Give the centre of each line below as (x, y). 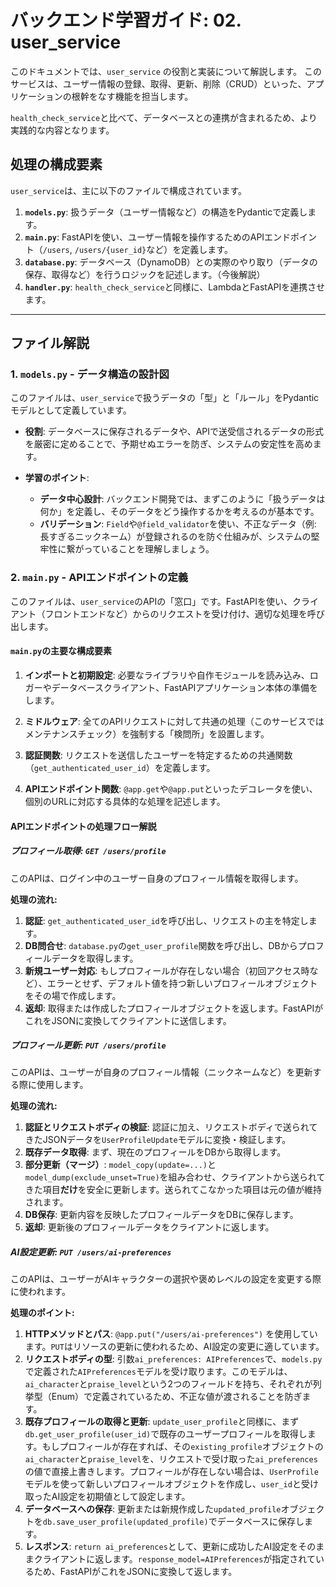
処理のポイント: (42, 1313)
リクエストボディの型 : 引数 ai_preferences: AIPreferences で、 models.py (173, 1359)
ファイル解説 (50, 343)
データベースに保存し (260, 1522)
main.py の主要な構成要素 (61, 651)
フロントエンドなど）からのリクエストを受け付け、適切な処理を (176, 613)
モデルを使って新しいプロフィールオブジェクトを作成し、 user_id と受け (171, 1484)
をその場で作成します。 (73, 995)
